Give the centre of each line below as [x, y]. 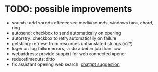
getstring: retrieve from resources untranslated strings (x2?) [72, 43]
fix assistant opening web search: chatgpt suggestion [66, 64]
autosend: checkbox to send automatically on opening [66, 33]
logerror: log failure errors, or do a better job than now [66, 48]
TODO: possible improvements [68, 9]
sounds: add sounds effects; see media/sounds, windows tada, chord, [82, 23]
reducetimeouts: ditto [33, 59]
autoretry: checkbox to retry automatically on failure [64, 38]
